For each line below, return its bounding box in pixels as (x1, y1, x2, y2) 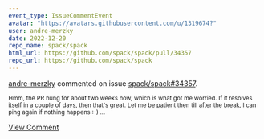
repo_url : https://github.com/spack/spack (8, 57, 152, 65)
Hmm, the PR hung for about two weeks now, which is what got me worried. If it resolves (8, 94, 253, 102)
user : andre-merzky (8, 27, 74, 35)
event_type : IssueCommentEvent (8, 11, 113, 20)
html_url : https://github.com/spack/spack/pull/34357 (8, 49, 193, 57)
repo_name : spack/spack (8, 42, 88, 50)
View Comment (8, 122, 59, 132)
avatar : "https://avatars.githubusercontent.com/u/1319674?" (8, 19, 217, 27)
